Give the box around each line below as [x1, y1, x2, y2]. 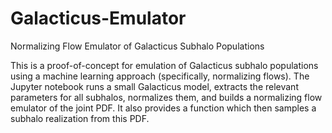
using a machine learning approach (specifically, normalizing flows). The [10, 70, 310, 82]
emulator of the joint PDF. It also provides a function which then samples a [10, 102, 317, 114]
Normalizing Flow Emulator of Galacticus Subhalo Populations [10, 40, 265, 52]
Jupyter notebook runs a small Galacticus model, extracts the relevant [10, 80, 299, 92]
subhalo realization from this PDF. [10, 112, 150, 124]
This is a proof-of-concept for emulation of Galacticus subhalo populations [10, 59, 319, 71]
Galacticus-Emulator [10, 7, 187, 30]
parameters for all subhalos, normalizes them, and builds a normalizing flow [10, 91, 323, 103]
